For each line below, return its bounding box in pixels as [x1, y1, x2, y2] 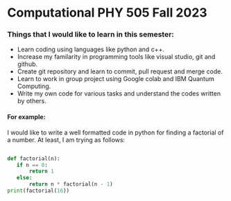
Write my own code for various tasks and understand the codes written [17, 89, 221, 98]
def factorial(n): [7, 155, 60, 162]
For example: [7, 113, 46, 121]
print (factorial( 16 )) [7, 187, 70, 195]
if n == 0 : [16, 161, 49, 168]
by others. [17, 97, 47, 105]
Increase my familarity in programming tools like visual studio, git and [17, 53, 216, 61]
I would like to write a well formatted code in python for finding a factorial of [7, 128, 224, 137]
